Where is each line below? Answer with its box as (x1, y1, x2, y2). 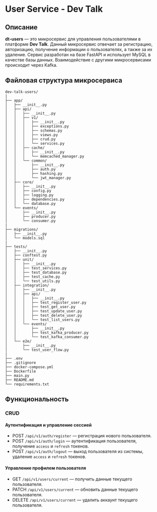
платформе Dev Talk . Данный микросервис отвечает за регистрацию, (5, 41, 153, 47)
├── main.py (5, 373, 29, 378)
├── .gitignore (5, 360, 36, 365)
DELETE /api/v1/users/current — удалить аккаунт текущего (12, 497, 138, 503)
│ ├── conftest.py (5, 253, 48, 257)
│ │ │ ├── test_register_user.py (5, 300, 87, 305)
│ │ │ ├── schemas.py (5, 128, 63, 133)
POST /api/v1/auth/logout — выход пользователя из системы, (12, 449, 144, 455)
